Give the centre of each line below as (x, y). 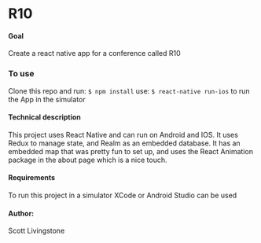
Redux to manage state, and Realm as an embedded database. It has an (125, 143)
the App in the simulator (47, 99)
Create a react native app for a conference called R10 (94, 53)
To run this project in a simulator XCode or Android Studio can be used (123, 195)
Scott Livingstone (37, 231)
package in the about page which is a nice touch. (88, 160)
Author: (21, 213)
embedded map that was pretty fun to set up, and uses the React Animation (131, 151)
